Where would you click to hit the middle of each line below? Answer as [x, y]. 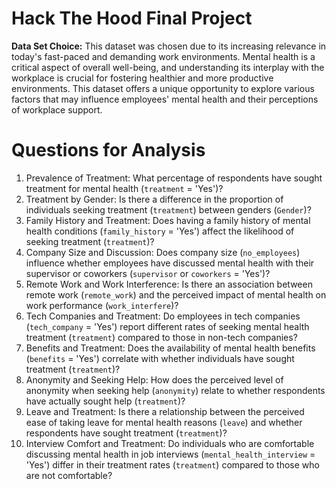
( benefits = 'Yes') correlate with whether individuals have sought [160, 358]
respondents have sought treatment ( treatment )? [126, 433]
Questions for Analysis [108, 150]
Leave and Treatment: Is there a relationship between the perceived [165, 411]
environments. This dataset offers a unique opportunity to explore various [163, 88]
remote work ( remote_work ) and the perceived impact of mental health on [176, 294]
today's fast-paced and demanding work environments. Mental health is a [163, 56]
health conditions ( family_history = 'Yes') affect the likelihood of [160, 231]
